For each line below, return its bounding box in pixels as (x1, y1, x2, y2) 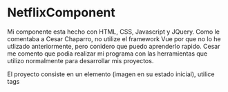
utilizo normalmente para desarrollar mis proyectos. (7, 56, 154, 65)
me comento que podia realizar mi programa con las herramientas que (7, 49, 208, 58)
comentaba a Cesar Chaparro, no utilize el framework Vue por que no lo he (7, 34, 221, 43)
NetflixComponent (7, 5, 115, 21)
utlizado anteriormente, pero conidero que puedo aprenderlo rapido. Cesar (7, 42, 220, 50)
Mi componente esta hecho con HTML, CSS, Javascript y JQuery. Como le (7, 27, 220, 36)
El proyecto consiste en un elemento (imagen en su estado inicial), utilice (7, 70, 215, 78)
